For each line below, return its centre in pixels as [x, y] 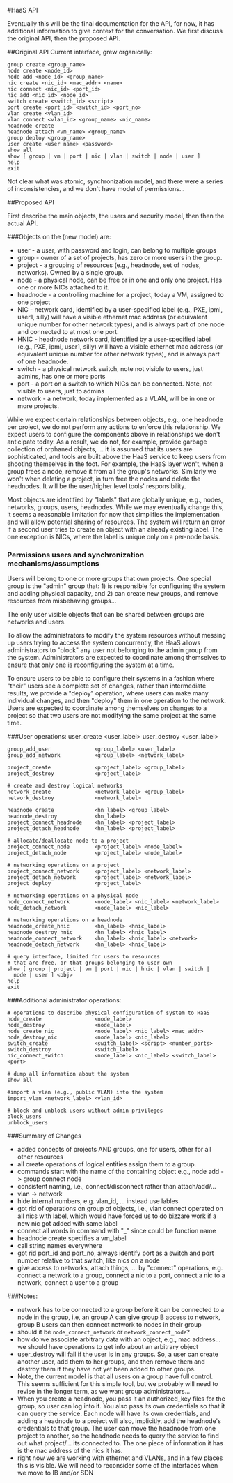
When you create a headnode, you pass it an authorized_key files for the [121, 1399]
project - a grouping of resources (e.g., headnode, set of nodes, [109, 265]
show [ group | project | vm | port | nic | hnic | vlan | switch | [109, 969]
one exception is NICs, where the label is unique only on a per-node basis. [114, 537]
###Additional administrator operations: [64, 1000]
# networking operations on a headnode [65, 920]
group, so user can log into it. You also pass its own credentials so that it [121, 1406]
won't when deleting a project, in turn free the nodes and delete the [104, 479]
